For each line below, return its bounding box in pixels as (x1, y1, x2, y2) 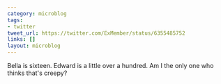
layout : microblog (7, 42, 61, 49)
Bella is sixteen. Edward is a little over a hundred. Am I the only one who (7, 62, 214, 69)
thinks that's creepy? (7, 69, 68, 77)
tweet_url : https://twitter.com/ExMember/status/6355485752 (7, 29, 186, 37)
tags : (7, 17, 23, 24)
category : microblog (7, 10, 68, 17)
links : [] (7, 36, 36, 43)
